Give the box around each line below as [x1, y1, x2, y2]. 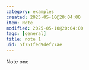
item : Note [6, 20, 33, 26]
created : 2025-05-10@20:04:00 [6, 14, 81, 20]
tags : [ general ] [6, 31, 46, 37]
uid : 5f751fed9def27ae [6, 42, 62, 48]
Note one [6, 58, 29, 65]
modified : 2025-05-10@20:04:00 [6, 25, 84, 31]
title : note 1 [6, 36, 42, 42]
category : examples [6, 8, 55, 15]
